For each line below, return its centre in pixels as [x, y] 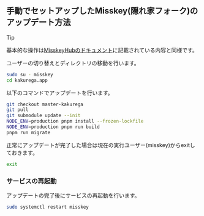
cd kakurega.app [27, 80]
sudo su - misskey [30, 74]
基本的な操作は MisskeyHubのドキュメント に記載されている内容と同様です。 [102, 50]
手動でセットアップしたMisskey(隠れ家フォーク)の [102, 11]
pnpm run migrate [28, 132]
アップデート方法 [39, 22]
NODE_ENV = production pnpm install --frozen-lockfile [75, 121]
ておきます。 [22, 153]
